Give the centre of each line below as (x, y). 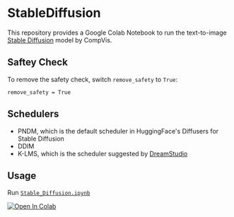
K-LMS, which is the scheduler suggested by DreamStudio (103, 153)
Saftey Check (38, 63)
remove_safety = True (39, 92)
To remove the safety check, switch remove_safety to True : (93, 79)
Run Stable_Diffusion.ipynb (49, 193)
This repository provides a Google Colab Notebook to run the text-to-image (117, 33)
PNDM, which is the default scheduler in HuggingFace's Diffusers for (118, 131)
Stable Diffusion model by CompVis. (60, 40)
